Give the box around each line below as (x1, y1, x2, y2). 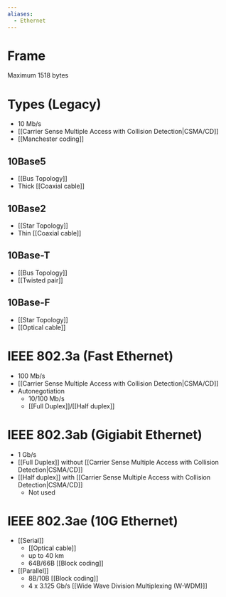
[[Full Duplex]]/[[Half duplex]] (28, 401, 115, 410)
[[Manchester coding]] (17, 134, 84, 143)
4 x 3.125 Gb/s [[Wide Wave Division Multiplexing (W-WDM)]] (28, 581, 208, 591)
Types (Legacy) (7, 96, 102, 112)
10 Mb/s (17, 120, 41, 128)
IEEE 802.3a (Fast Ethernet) (7, 348, 174, 364)
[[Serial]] (17, 537, 44, 545)
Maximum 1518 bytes (7, 71, 69, 80)
